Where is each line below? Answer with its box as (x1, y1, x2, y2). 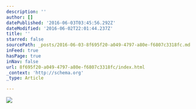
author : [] (6, 14, 33, 20)
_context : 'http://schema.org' (6, 70, 84, 76)
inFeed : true (6, 48, 39, 54)
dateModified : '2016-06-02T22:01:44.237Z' (6, 25, 113, 32)
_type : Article (6, 75, 44, 81)
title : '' (6, 31, 31, 37)
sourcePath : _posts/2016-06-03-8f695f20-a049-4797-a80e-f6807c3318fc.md (6, 42, 191, 48)
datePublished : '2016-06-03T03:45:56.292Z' (6, 20, 116, 26)
